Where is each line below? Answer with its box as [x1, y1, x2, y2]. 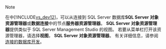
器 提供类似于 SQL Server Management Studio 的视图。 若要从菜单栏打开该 [5, 26, 157, 32]
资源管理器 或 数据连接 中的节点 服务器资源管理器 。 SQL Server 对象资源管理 [5, 21, 158, 26]
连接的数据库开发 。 [5, 39, 45, 45]
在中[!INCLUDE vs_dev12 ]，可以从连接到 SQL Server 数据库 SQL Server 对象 [5, 14, 159, 20]
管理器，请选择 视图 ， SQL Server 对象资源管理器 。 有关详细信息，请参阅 [9, 33, 159, 38]
